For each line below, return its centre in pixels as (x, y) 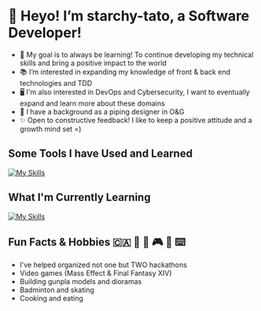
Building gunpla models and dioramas (81, 282)
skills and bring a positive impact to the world (93, 63)
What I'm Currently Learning (79, 197)
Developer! (45, 33)
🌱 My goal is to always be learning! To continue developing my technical (136, 54)
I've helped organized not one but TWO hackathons (103, 265)
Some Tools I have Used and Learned (100, 154)
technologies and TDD (56, 83)
